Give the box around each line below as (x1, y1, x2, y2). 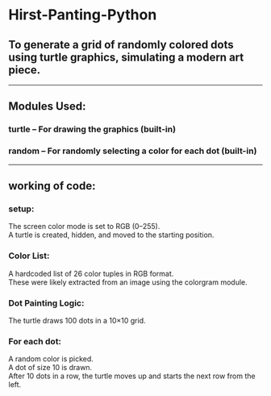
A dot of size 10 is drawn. (8, 363, 93, 373)
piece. (8, 63, 41, 77)
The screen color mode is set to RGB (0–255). (8, 222, 161, 231)
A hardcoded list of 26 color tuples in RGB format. (8, 269, 174, 278)
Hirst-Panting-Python (8, 6, 157, 24)
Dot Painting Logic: (8, 297, 85, 308)
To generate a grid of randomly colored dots (8, 38, 234, 52)
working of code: (8, 179, 96, 193)
